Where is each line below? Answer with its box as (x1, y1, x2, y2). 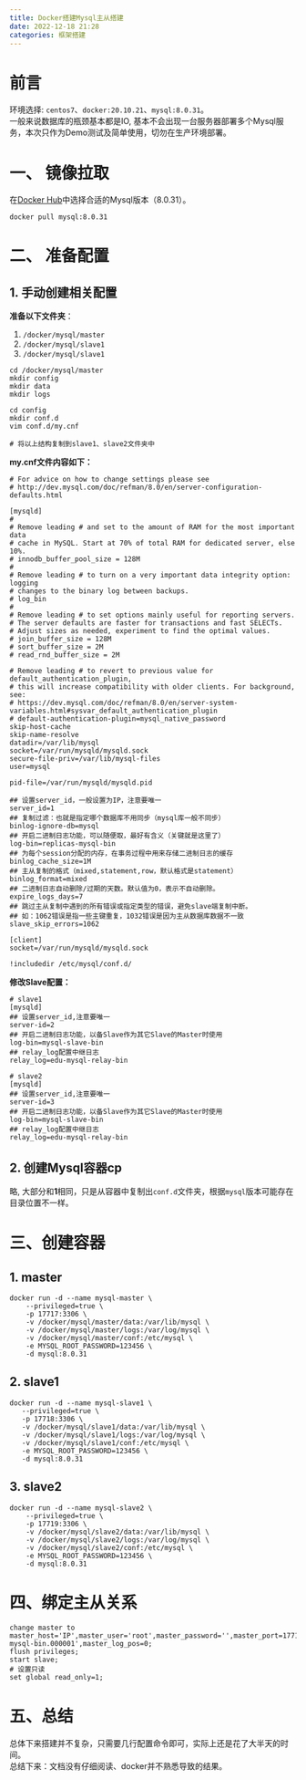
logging (9, 578, 39, 588)
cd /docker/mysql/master (9, 366, 104, 375)
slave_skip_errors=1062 (9, 920, 100, 929)
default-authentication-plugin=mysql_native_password (17, 714, 226, 723)
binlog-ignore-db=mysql (9, 822, 100, 831)
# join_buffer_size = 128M (9, 635, 112, 644)
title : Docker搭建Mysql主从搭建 (9, 13, 125, 23)
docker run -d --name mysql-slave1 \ (9, 1398, 153, 1408)
